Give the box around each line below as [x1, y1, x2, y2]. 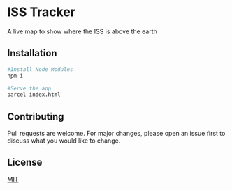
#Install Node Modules [7, 65, 73, 73]
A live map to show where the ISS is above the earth [7, 27, 157, 35]
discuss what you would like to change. [7, 136, 121, 145]
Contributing [7, 111, 64, 122]
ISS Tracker [7, 4, 75, 20]
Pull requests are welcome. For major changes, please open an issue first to [7, 129, 226, 138]
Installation [7, 47, 57, 59]
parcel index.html [7, 91, 61, 98]
